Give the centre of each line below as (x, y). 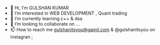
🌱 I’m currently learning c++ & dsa (46, 18)
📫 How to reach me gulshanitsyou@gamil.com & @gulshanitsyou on (83, 30)
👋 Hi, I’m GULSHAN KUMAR (39, 8)
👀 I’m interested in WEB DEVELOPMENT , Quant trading (68, 13)
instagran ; (22, 37)
